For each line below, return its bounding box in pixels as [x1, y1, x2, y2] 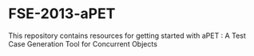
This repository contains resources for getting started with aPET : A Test [8, 31, 246, 40]
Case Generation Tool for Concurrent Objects [8, 39, 158, 48]
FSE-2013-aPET [8, 5, 116, 23]
